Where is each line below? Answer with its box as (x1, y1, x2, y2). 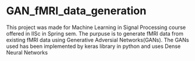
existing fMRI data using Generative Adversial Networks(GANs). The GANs (6, 36, 190, 43)
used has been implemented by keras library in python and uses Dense (6, 43, 181, 50)
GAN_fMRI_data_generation (6, 4, 147, 18)
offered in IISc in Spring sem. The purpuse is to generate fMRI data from (6, 30, 184, 37)
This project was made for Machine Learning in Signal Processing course (6, 24, 186, 31)
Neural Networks (6, 49, 48, 56)
